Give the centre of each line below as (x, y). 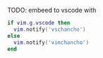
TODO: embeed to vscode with (52, 10)
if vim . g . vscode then (39, 23)
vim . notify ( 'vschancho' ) (50, 29)
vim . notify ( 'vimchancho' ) (51, 42)
